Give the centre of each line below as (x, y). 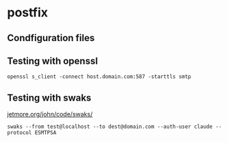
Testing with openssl (52, 61)
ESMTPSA (46, 133)
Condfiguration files (51, 38)
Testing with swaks (49, 97)
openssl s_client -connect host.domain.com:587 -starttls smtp (99, 77)
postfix (28, 13)
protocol (20, 133)
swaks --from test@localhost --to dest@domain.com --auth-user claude (110, 127)
